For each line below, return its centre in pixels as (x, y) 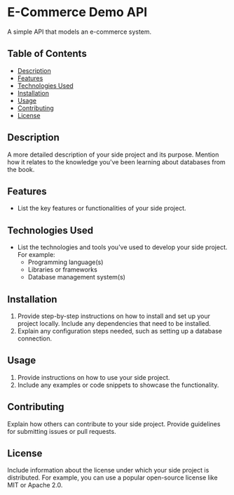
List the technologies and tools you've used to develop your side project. (122, 247)
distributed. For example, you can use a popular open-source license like (113, 477)
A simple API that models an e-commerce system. (80, 32)
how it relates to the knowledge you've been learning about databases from (116, 161)
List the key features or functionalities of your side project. (102, 209)
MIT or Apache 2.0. (35, 485)
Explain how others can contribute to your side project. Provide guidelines (114, 424)
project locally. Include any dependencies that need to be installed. (114, 323)
